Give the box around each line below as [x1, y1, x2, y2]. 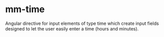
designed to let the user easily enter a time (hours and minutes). [5, 25, 139, 31]
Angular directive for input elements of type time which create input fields [5, 20, 159, 26]
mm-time [5, 4, 45, 15]
